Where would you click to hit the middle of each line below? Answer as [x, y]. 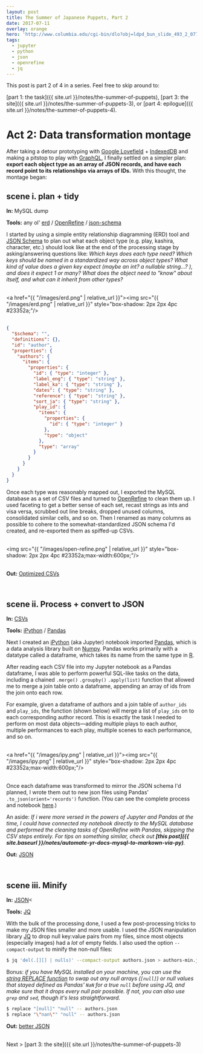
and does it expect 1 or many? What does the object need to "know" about [99, 273]
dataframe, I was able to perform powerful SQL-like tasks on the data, [93, 673]
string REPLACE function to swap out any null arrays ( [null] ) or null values [100, 978]
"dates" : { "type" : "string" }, [74, 390]
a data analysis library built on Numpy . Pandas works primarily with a [92, 649]
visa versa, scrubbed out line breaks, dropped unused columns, [85, 511]
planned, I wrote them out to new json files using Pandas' [78, 793]
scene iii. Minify [37, 885]
